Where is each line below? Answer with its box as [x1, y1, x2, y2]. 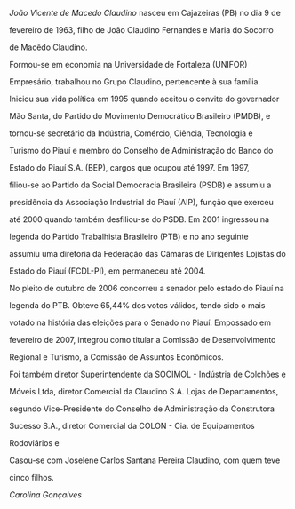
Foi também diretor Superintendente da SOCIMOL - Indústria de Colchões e [9, 369, 286, 379]
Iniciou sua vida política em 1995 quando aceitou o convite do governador [9, 93, 280, 104]
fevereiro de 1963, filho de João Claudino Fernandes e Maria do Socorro [9, 25, 274, 35]
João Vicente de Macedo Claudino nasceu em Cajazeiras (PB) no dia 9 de [9, 8, 282, 18]
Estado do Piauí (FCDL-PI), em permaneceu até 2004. [9, 266, 206, 276]
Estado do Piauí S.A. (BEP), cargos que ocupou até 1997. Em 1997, [9, 163, 251, 172]
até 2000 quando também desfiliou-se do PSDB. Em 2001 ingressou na [9, 214, 269, 225]
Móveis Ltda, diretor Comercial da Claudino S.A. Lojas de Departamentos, [9, 386, 279, 396]
